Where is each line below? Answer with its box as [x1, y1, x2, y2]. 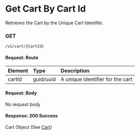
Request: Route [5, 54, 39, 61]
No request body [5, 101, 41, 107]
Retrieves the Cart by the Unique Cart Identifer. [5, 20, 103, 26]
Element [8, 67, 28, 74]
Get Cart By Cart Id [5, 3, 86, 15]
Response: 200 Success [5, 113, 58, 119]
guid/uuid [32, 76, 56, 83]
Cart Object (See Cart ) [5, 124, 52, 130]
